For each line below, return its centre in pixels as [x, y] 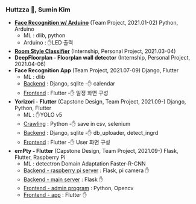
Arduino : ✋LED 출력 [48, 43]
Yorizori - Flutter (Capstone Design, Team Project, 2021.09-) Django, [100, 102]
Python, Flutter [33, 108]
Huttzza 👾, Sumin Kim [38, 10]
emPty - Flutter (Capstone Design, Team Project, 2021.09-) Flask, [96, 151]
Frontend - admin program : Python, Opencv [78, 188]
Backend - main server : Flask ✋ [63, 179]
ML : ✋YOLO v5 [43, 115]
